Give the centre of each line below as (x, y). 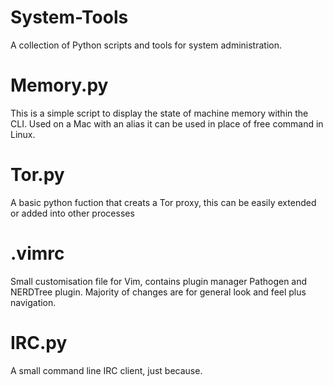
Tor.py (37, 175)
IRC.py (39, 342)
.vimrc (37, 253)
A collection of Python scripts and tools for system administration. (146, 45)
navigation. (33, 302)
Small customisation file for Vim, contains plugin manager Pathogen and (159, 281)
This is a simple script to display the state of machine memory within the (159, 113)
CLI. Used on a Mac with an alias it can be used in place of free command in (167, 123)
